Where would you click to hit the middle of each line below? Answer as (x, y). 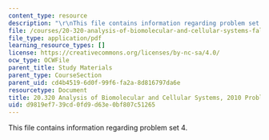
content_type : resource (48, 16)
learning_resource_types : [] (57, 46)
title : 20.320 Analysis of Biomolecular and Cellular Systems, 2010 (125, 98)
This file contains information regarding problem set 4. (98, 128)
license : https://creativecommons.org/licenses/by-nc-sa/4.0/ (114, 53)
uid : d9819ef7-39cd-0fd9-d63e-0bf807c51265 (82, 105)
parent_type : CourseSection (55, 75)
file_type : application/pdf (55, 38)
